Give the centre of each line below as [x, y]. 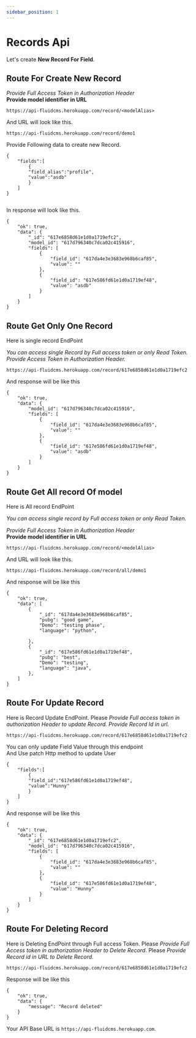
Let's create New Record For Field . [51, 59]
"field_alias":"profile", [62, 172]
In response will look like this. [43, 210]
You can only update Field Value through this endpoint [75, 747]
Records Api [38, 42]
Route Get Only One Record [60, 326]
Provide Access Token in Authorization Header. [66, 359]
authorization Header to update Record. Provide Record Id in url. [88, 724]
